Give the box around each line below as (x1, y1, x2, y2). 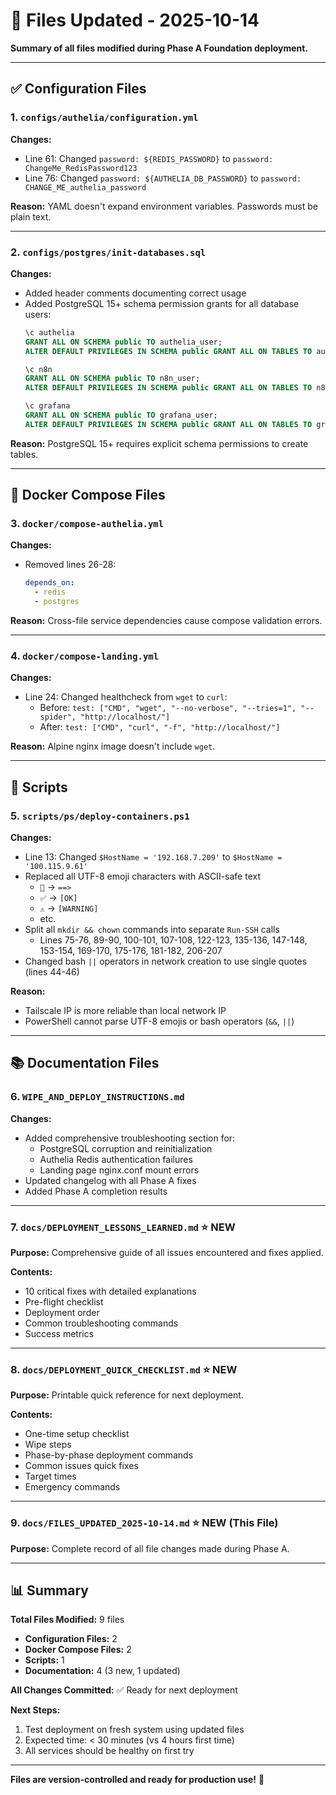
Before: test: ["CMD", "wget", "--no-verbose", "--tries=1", (39, 702, 297, 714)
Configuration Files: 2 (24, 1633, 118, 1645)
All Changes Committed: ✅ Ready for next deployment (10, 1684, 238, 1696)
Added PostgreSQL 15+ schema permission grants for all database (24, 297, 300, 309)
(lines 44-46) (24, 966, 80, 978)
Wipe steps (24, 1439, 72, 1451)
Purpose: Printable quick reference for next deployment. (10, 1389, 244, 1401)
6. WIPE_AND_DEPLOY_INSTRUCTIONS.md (10, 1090, 185, 1104)
